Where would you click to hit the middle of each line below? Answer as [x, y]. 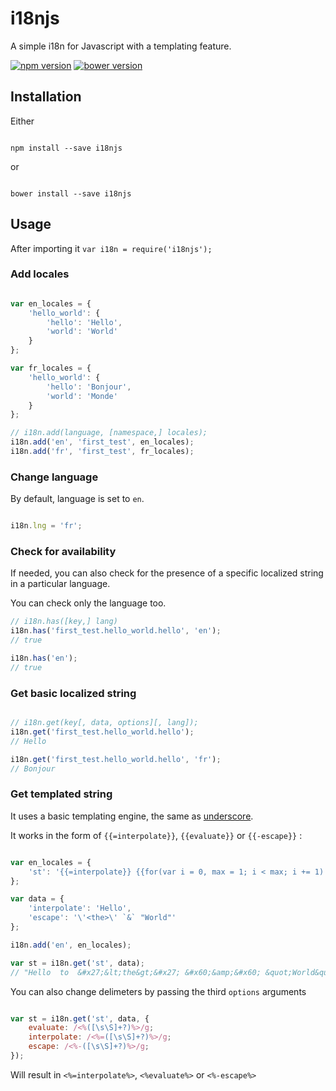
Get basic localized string [73, 693]
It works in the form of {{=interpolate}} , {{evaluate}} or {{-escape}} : [156, 835]
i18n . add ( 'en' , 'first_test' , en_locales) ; [102, 442]
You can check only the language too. [88, 603]
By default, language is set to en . [77, 499]
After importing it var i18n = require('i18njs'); [111, 248]
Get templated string [61, 794]
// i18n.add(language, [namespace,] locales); [109, 433]
